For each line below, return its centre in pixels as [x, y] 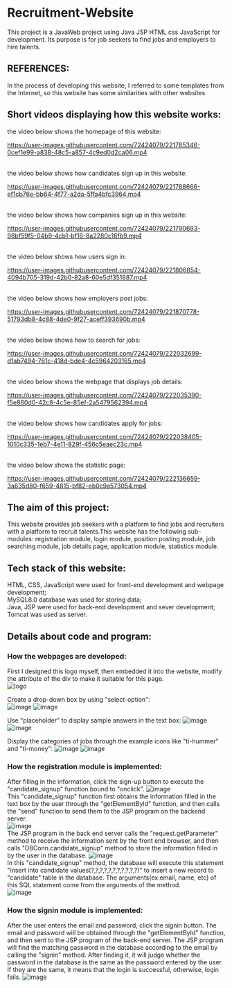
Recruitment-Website [70, 13]
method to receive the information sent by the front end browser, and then [113, 841]
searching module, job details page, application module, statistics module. [113, 546]
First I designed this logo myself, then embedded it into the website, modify [115, 671]
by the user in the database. [47, 855]
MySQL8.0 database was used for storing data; [74, 600]
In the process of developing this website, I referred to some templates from [116, 85]
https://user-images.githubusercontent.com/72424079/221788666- [104, 186]
